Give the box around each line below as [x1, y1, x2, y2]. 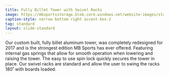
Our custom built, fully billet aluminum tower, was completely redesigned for [5, 39, 163, 45]
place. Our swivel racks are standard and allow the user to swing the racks [5, 61, 160, 67]
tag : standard [5, 21, 35, 26]
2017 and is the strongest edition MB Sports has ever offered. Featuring [5, 45, 153, 51]
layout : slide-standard [5, 26, 55, 31]
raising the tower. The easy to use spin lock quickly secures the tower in [5, 55, 155, 61]
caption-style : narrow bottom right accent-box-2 [5, 16, 112, 21]
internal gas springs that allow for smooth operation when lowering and [5, 50, 153, 56]
